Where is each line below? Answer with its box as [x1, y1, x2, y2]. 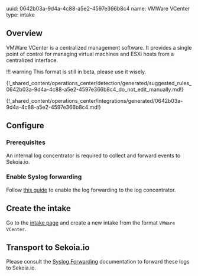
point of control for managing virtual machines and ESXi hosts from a [6, 50, 174, 57]
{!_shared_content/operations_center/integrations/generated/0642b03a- [6, 97, 183, 104]
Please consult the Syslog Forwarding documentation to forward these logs [6, 258, 190, 265]
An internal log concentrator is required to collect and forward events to [6, 152, 181, 159]
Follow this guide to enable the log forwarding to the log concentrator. [6, 186, 176, 193]
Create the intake [6, 203, 71, 213]
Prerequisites [6, 138, 46, 147]
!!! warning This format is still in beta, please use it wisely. [6, 68, 147, 75]
